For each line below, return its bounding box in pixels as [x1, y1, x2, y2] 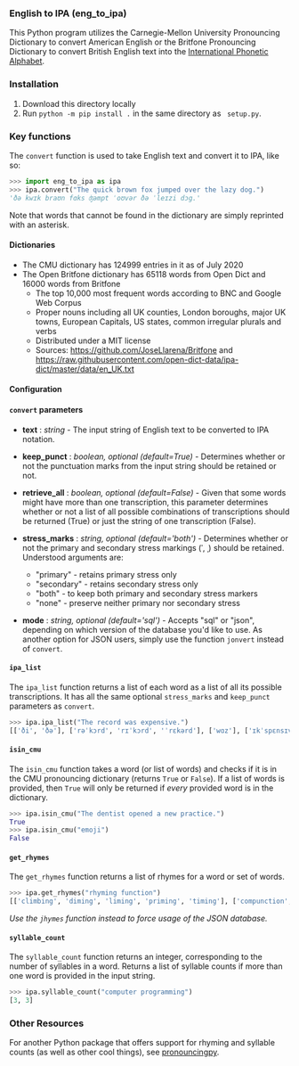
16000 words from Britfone [21, 278, 121, 289]
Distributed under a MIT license [35, 335, 151, 346]
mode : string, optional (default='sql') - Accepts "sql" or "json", [21, 614, 255, 626]
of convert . [21, 643, 63, 653]
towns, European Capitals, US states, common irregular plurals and [35, 316, 282, 327]
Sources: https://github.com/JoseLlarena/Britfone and [35, 344, 233, 355]
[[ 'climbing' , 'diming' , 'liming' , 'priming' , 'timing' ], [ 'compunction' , [9, 897, 293, 906]
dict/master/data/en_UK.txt [35, 364, 135, 374]
